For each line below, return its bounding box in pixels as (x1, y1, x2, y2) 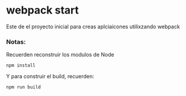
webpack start (6, 4, 79, 17)
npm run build (6, 84, 41, 90)
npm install (6, 62, 36, 68)
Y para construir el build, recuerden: (6, 73, 95, 80)
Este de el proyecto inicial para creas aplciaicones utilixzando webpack (6, 23, 180, 30)
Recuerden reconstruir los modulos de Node (6, 51, 114, 58)
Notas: (6, 38, 26, 46)
